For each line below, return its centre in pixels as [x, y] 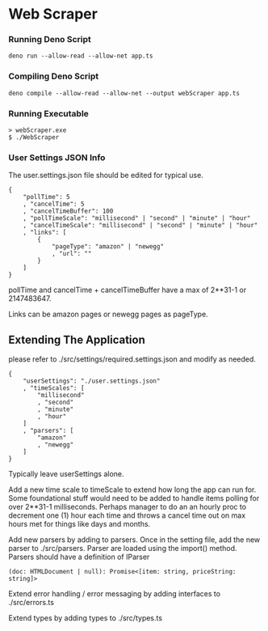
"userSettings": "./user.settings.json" [92, 381]
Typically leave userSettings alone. [66, 474]
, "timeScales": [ [54, 388]
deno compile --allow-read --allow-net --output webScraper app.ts [124, 93]
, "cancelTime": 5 [54, 204]
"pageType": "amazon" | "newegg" [107, 247]
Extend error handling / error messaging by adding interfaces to [114, 594]
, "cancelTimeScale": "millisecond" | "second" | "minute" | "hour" [140, 226]
